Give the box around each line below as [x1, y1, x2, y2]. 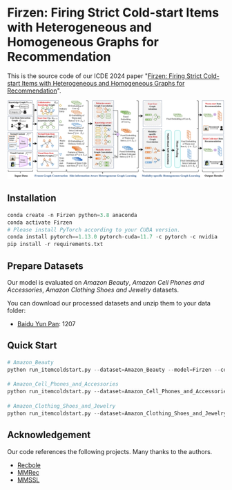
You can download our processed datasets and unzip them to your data [7, 299, 211, 308]
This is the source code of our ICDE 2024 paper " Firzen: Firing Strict [7, 71, 202, 80]
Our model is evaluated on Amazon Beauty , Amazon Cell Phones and [7, 279, 205, 287]
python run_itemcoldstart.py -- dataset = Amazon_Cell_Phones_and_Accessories [7, 388, 230, 395]
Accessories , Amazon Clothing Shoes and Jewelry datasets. [7, 285, 180, 294]
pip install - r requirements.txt [7, 241, 104, 248]
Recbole [17, 461, 41, 469]
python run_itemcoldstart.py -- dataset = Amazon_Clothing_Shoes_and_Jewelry [7, 410, 227, 417]
